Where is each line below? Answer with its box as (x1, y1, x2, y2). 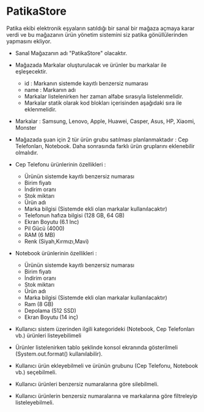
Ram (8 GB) (24, 300, 54, 307)
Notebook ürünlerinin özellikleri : (15, 249, 97, 257)
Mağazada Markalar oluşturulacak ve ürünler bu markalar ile (15, 61, 167, 69)
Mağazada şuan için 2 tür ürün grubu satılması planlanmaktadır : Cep (15, 136, 189, 143)
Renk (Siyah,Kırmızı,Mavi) (24, 238, 89, 245)
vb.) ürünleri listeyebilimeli (15, 332, 81, 339)
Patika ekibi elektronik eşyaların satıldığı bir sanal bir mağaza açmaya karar (6, 24, 195, 32)
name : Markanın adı (24, 86, 76, 93)
